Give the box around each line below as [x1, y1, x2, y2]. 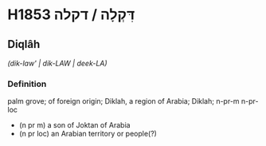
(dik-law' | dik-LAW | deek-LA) [7, 58, 108, 68]
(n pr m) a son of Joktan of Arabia [18, 120, 131, 130]
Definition [7, 78, 47, 89]
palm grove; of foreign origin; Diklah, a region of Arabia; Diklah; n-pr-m [7, 97, 240, 106]
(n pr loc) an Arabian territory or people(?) [18, 129, 157, 139]
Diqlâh [7, 37, 41, 51]
